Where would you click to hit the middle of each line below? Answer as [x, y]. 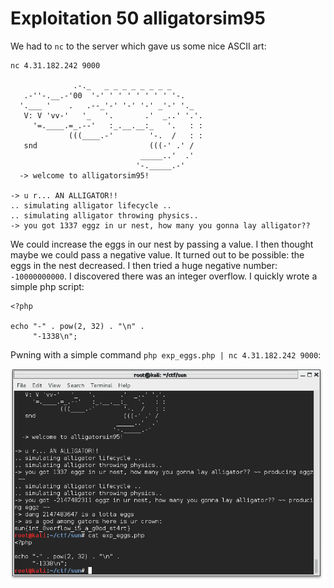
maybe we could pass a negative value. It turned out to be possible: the [157, 254]
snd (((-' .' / [109, 145]
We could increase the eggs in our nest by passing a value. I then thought [162, 244]
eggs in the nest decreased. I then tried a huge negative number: [144, 265]
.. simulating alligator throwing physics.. [104, 215]
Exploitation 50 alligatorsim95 [138, 18]
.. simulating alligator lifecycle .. [91, 205]
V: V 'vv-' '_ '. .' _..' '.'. [113, 115]
